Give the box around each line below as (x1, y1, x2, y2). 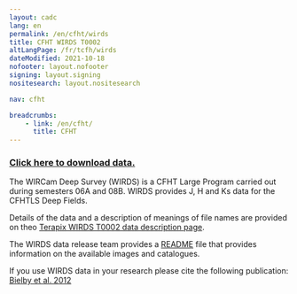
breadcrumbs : (9, 111, 58, 120)
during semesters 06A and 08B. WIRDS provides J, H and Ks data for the (9, 186, 276, 197)
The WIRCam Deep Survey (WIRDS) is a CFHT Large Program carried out (9, 176, 277, 187)
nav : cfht (9, 95, 46, 104)
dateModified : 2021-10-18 (9, 54, 105, 63)
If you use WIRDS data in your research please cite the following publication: (9, 266, 289, 276)
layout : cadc (9, 12, 58, 22)
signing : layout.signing (9, 71, 101, 80)
